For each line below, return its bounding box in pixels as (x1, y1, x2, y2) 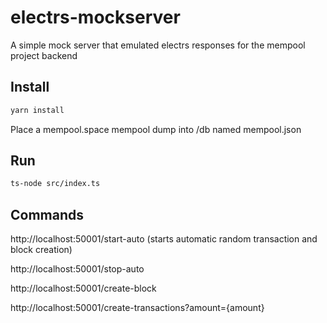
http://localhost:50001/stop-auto (10, 263, 145, 275)
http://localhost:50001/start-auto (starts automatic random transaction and (10, 233, 318, 245)
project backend (10, 49, 78, 61)
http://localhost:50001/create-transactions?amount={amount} (10, 302, 265, 314)
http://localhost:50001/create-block (10, 282, 157, 295)
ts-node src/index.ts (10, 179, 101, 189)
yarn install (10, 105, 65, 115)
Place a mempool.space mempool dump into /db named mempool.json (10, 123, 302, 135)
